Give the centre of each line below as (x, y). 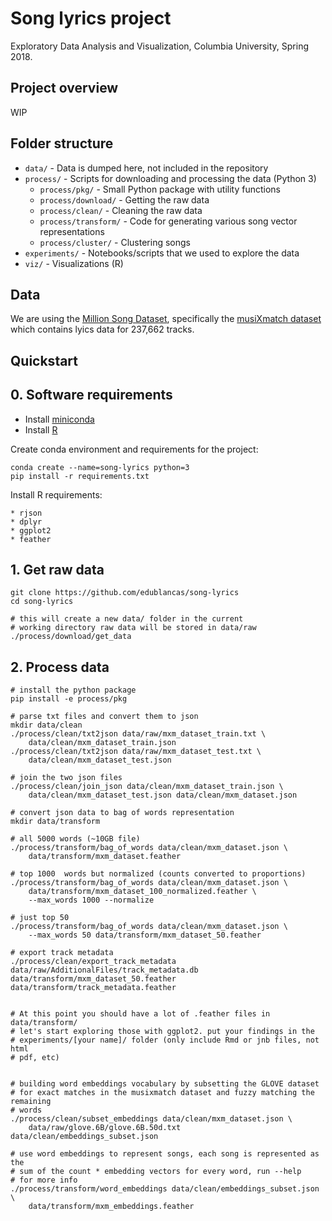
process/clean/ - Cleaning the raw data (121, 210)
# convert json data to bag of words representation (122, 813)
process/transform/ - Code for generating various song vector (168, 221)
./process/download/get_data (71, 637)
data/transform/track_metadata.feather (93, 988)
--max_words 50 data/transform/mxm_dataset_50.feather (145, 935)
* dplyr (26, 522)
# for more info (44, 1180)
